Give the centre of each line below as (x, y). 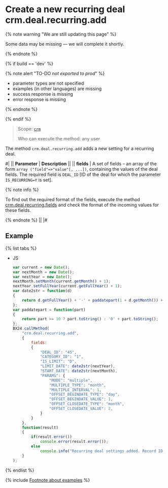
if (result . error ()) (52, 437)
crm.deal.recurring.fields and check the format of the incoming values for (82, 205)
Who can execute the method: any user (59, 138)
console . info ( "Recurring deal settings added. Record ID (102, 451)
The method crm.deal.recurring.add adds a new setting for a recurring (80, 148)
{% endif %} (18, 119)
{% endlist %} (20, 470)
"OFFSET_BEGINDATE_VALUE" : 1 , (81, 399)
